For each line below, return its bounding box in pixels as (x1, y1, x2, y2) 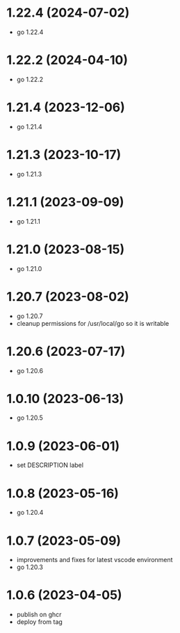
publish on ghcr (16, 610, 62, 619)
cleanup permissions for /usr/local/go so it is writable (16, 319, 170, 327)
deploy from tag (16, 618, 63, 626)
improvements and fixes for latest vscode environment (16, 556, 173, 564)
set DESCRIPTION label (16, 461, 84, 470)
